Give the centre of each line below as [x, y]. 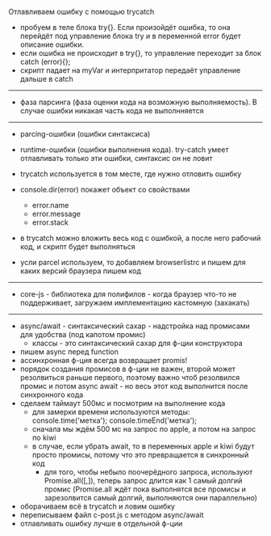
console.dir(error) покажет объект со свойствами [105, 190]
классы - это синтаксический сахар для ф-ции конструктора [138, 343]
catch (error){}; [45, 61]
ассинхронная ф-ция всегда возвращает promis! [104, 360]
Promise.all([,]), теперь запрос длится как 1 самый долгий [143, 481]
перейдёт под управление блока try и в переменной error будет [130, 36]
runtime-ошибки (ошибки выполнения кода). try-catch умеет [124, 150]
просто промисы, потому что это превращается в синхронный [140, 455]
